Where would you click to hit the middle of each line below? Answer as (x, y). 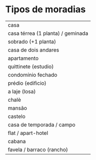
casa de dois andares (34, 50)
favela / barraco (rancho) (38, 149)
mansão (17, 108)
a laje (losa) (22, 92)
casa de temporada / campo (42, 125)
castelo (17, 116)
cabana (17, 141)
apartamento (23, 58)
